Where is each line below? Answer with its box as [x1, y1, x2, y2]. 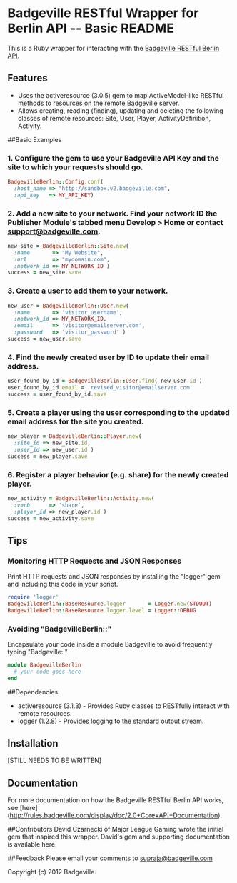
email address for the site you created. [7, 416, 144, 426]
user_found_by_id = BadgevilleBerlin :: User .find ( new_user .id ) [7, 377, 203, 385]
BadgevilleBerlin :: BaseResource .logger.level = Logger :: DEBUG [7, 607, 196, 614]
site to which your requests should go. [7, 162, 143, 172]
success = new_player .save [7, 452, 88, 460]
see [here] [7, 804, 38, 812]
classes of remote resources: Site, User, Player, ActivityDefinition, [17, 114, 211, 122]
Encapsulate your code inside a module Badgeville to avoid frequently [7, 640, 213, 649]
